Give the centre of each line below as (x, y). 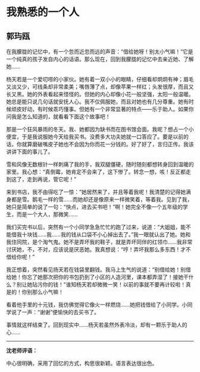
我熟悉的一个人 (43, 12)
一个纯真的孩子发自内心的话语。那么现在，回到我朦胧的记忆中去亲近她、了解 (100, 59)
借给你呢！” (21, 257)
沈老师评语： (22, 351)
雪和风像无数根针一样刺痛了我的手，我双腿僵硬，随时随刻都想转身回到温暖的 (100, 164)
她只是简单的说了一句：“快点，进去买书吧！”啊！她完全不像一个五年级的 (95, 207)
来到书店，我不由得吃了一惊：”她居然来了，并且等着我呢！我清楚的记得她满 (99, 192)
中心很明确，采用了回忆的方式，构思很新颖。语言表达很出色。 (82, 363)
